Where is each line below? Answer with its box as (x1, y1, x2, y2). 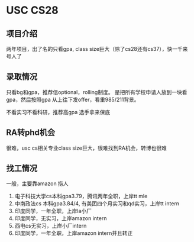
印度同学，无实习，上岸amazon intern (14, 215, 107, 222)
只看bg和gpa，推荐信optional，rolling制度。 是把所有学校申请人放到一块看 (6, 88, 187, 95)
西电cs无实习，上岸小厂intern (14, 222, 87, 230)
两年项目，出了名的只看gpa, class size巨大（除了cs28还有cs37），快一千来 (6, 46, 188, 52)
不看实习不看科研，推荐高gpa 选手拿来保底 (6, 108, 111, 115)
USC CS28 (6, 4, 59, 17)
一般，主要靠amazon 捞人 (6, 180, 69, 187)
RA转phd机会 (6, 128, 56, 138)
